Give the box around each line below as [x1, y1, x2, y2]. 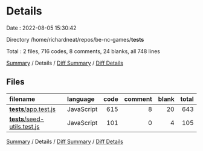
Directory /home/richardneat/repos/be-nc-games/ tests [6, 36, 144, 43]
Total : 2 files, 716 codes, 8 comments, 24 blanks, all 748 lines [6, 47, 160, 55]
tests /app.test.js [9, 104, 56, 113]
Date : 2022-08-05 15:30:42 [6, 24, 77, 31]
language [67, 95, 95, 103]
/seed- [24, 115, 44, 123]
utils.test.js [9, 122, 40, 130]
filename [9, 95, 36, 103]
